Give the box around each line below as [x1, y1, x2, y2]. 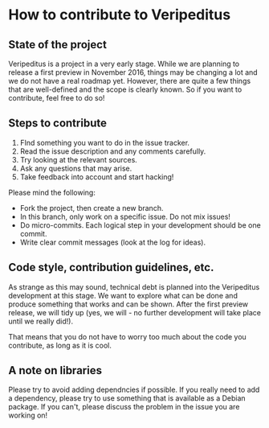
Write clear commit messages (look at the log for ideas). [19, 237, 206, 247]
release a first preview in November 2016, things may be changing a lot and [8, 68, 259, 77]
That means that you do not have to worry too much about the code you [8, 331, 247, 341]
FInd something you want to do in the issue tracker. [19, 138, 190, 147]
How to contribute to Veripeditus [8, 6, 231, 24]
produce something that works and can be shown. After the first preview [8, 299, 249, 309]
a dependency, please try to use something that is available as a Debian [8, 393, 247, 403]
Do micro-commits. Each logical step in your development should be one [19, 220, 261, 230]
